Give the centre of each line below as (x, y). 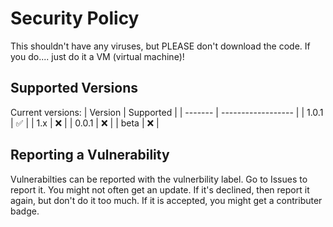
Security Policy (75, 18)
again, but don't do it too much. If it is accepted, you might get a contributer (166, 200)
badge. (25, 211)
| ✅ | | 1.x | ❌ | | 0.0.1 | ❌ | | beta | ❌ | (85, 123)
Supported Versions (74, 88)
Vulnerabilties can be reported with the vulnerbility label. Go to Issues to (159, 179)
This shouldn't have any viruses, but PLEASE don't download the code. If (160, 46)
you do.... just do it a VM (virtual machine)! (97, 56)
